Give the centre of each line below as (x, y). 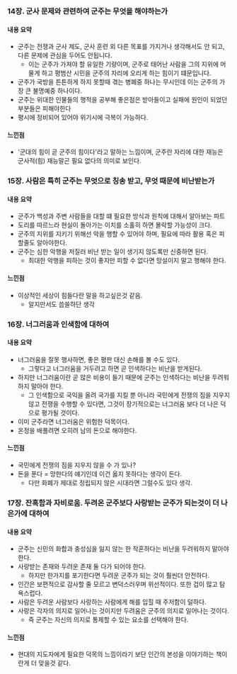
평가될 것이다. (60, 412)
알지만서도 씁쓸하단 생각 (62, 304)
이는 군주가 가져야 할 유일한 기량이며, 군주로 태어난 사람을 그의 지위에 (123, 64)
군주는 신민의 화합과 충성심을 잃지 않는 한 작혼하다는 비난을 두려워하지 (114, 549)
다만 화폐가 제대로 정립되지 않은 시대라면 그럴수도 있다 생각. (110, 483)
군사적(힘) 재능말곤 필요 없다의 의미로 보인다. (79, 161)
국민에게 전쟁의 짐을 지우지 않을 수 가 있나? (77, 465)
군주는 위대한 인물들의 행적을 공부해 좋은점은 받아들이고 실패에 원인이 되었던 (122, 100)
